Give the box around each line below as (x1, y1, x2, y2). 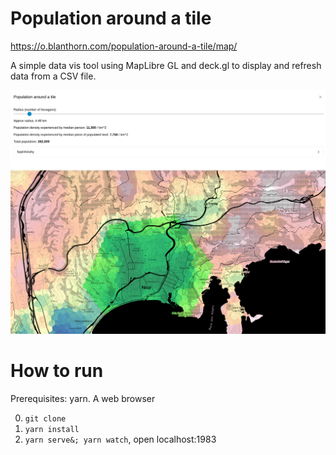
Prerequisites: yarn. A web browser (10, 393, 156, 405)
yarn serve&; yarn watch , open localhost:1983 (24, 433, 217, 446)
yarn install (24, 425, 80, 435)
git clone (24, 414, 67, 424)
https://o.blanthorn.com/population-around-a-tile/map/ (10, 40, 238, 52)
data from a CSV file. (10, 70, 97, 82)
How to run (10, 360, 104, 382)
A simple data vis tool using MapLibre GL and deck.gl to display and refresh (10, 59, 322, 71)
